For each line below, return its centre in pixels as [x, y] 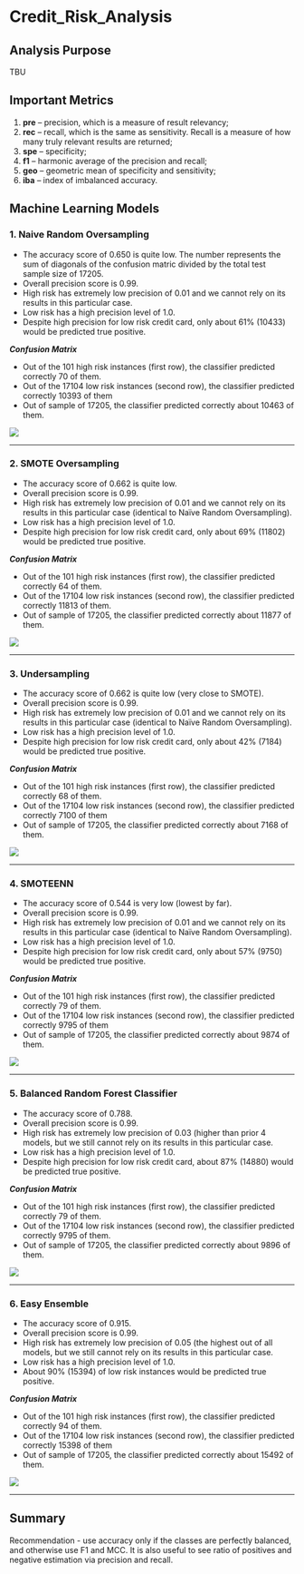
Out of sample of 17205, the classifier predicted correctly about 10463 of [158, 405]
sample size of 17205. [63, 273]
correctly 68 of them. [62, 797]
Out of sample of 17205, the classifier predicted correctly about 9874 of [156, 1035]
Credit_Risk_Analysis [91, 17]
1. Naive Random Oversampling [79, 235]
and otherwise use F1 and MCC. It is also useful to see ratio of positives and [151, 1550]
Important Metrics [62, 100]
